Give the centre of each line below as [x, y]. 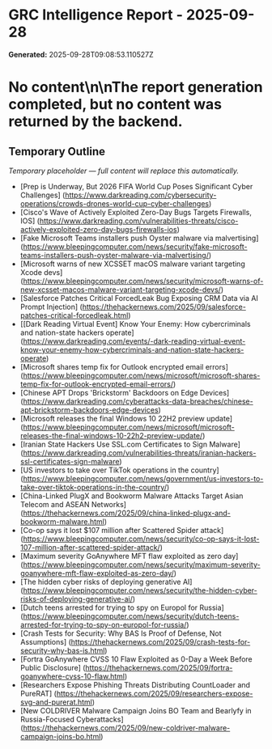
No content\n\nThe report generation [136, 87]
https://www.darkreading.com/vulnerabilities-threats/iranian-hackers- [140, 453]
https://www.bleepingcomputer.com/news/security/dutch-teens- [131, 616]
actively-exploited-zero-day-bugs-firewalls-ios [98, 229]
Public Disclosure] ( [53, 667]
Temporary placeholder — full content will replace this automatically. [124, 171]
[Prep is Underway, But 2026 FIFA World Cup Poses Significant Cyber [136, 186]
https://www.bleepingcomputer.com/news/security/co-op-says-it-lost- [141, 539]
